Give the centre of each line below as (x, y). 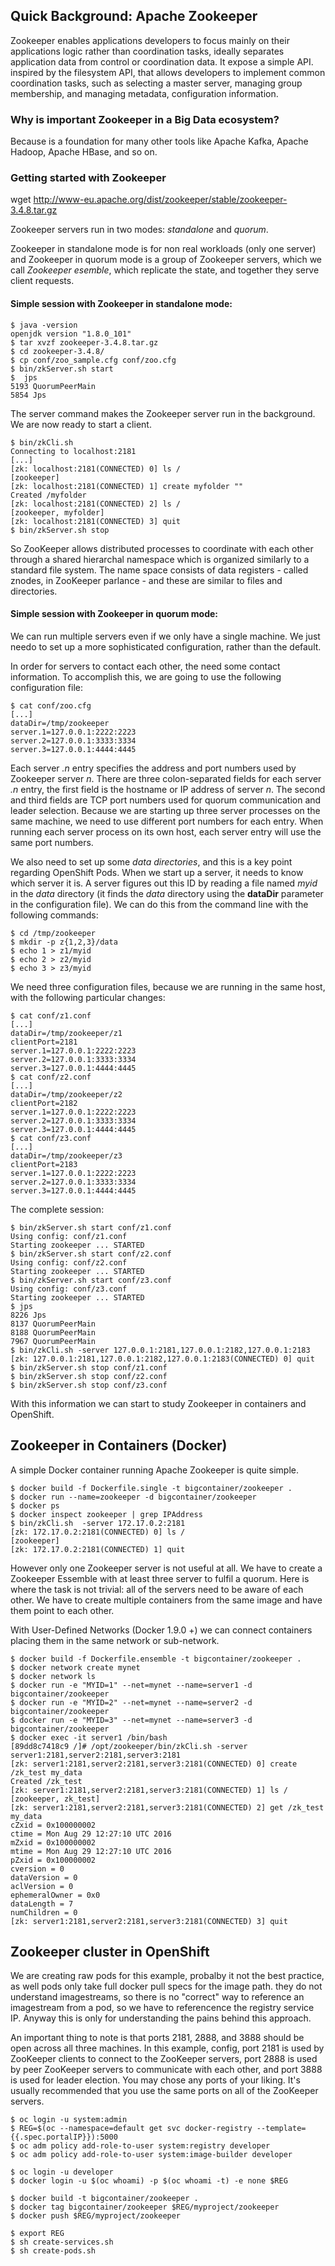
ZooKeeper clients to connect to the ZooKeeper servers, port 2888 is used (164, 2059)
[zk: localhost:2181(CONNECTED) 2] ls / (96, 504)
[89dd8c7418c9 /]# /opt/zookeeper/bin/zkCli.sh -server (129, 1746)
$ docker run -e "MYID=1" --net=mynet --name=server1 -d (131, 1685)
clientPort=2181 (44, 1042)
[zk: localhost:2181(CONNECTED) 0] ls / (96, 469)
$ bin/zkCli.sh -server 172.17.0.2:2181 (98, 1523)
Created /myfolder (48, 495)
